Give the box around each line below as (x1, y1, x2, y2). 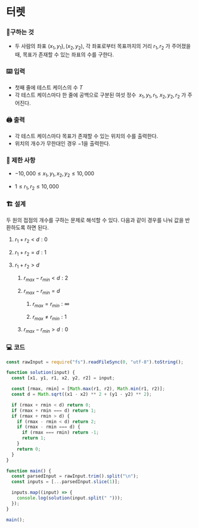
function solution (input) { (6, 370, 76, 376)
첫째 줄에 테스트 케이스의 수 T (14, 84, 83, 91)
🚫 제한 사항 (6, 156, 35, 164)
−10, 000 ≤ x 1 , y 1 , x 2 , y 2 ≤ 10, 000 (14, 169, 95, 178)
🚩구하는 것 (6, 28, 34, 36)
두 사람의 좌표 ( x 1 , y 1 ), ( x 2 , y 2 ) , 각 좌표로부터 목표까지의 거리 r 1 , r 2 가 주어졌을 (14, 43, 191, 51)
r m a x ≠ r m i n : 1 (32, 313, 67, 322)
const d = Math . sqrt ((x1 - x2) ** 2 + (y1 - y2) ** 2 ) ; (11, 392, 152, 398)
